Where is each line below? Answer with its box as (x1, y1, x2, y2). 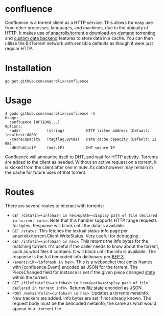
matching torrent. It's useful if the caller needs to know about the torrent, (12, 243, 160, 249)
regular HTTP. (5, 45, 33, 51)
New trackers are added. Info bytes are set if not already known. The (12, 295, 151, 301)
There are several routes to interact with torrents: (5, 203, 104, 209)
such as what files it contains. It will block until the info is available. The (12, 248, 156, 254)
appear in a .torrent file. (12, 305, 63, 311)
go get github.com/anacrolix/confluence (5, 79, 89, 84)
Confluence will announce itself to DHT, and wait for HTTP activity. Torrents (5, 154, 158, 160)
